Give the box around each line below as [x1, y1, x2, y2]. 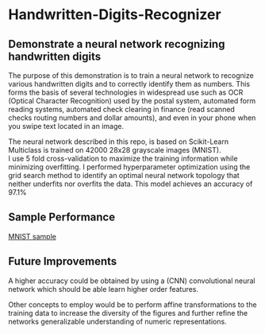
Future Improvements [8, 254, 117, 268]
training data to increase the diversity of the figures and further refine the [8, 308, 248, 317]
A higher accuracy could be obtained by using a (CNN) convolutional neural [8, 276, 255, 285]
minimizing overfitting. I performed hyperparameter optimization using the [8, 162, 251, 172]
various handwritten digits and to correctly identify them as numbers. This [8, 80, 251, 88]
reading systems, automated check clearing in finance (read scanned [8, 105, 236, 114]
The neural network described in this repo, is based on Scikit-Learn [8, 137, 229, 146]
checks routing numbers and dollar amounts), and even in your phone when [8, 113, 256, 122]
